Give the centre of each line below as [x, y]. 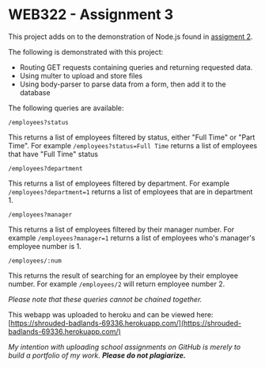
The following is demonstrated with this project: [86, 52]
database [35, 92]
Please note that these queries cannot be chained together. [105, 299]
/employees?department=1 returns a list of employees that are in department [131, 191]
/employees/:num [35, 261]
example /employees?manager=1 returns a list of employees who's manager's [132, 238]
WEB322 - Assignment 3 [91, 15]
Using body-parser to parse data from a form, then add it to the [123, 84]
